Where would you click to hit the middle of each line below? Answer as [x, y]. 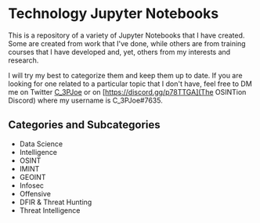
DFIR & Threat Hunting [56, 202]
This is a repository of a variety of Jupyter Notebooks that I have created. [126, 35]
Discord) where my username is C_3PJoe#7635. [85, 100]
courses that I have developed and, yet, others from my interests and [119, 52]
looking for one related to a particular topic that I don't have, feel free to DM [130, 84]
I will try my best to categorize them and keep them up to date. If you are [125, 75]
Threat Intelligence [50, 210]
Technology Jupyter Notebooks [114, 14]
